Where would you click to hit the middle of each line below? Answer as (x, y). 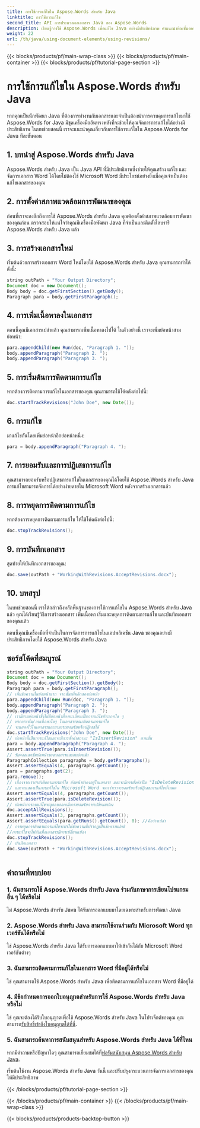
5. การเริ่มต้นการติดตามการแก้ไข (54, 377)
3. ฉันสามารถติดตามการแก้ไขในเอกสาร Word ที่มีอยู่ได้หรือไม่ (78, 968)
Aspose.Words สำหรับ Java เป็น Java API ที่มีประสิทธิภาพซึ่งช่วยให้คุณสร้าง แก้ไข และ (97, 169)
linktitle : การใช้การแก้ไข (34, 17)
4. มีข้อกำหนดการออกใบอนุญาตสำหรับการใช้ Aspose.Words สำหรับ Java (96, 997)
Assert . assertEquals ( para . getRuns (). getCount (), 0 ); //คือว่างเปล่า (86, 821)
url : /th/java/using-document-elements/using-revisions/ (79, 39)
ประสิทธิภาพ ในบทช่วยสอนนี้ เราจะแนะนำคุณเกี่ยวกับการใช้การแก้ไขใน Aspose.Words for (98, 129)
